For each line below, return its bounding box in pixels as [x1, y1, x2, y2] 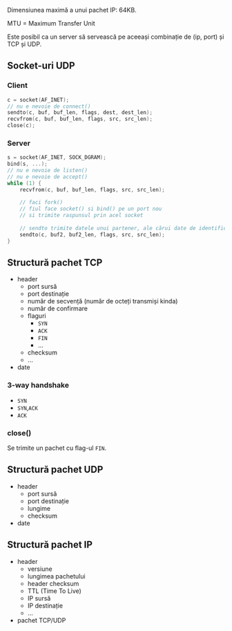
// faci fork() [19, 199, 64, 206]
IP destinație [27, 601, 64, 610]
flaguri [27, 312, 46, 320]
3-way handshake [7, 380, 69, 390]
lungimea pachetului [27, 572, 86, 580]
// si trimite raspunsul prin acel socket [19, 212, 144, 219]
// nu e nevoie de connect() [7, 103, 91, 110]
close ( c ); [7, 122, 36, 129]
